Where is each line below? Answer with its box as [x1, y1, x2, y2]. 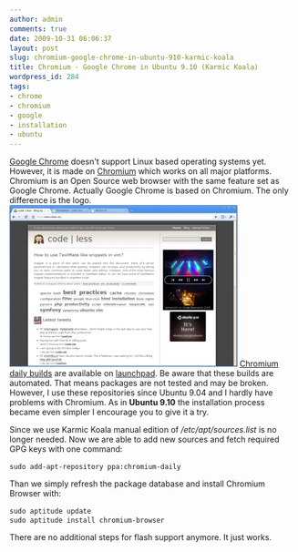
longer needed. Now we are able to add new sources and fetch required [9, 434, 280, 445]
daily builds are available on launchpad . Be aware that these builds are [9, 368, 274, 379]
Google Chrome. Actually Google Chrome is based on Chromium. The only [9, 185, 289, 196]
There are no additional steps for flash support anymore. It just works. [9, 532, 272, 543]
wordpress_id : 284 [9, 73, 79, 82]
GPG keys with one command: [9, 444, 123, 455]
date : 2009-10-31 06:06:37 [9, 34, 112, 43]
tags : [9, 82, 30, 91]
